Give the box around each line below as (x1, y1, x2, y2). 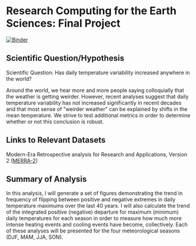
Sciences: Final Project (6, 17, 121, 30)
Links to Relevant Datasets (6, 135, 106, 145)
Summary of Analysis (6, 174, 87, 184)
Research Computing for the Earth (6, 4, 177, 18)
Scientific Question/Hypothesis (6, 53, 125, 63)
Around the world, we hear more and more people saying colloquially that (6, 87, 184, 94)
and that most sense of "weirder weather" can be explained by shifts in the (6, 105, 188, 113)
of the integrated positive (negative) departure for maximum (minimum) (6, 208, 179, 216)
